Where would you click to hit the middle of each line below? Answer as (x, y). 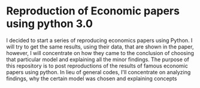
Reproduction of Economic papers (93, 11)
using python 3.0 (49, 24)
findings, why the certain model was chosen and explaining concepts (92, 78)
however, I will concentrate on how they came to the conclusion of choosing (100, 53)
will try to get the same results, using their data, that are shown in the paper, (100, 47)
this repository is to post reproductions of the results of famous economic (97, 66)
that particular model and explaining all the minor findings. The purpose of (98, 59)
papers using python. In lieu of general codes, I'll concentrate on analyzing (99, 72)
